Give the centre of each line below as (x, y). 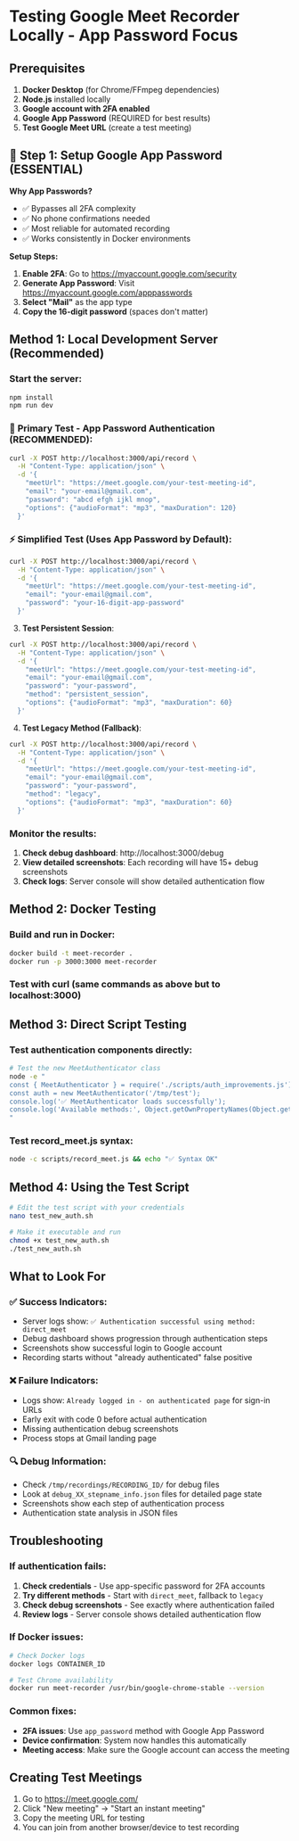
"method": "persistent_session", (87, 694)
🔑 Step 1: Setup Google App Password (116, 156)
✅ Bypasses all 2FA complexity (79, 208)
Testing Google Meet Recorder (125, 17)
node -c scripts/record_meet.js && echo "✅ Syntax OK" (114, 1160)
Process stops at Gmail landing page (89, 1438)
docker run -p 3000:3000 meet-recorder (83, 962)
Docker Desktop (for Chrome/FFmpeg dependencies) (121, 90)
